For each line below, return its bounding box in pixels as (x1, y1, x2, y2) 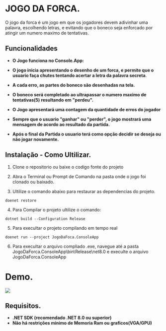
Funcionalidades (5, 44, 58, 53)
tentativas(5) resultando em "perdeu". (12, 97, 93, 103)
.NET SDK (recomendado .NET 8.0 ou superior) (12, 315, 112, 321)
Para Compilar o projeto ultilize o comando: (12, 206, 101, 212)
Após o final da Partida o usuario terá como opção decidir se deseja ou (12, 131, 162, 137)
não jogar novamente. (12, 136, 59, 142)
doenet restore (5, 198, 37, 203)
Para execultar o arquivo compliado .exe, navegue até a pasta (12, 243, 139, 249)
